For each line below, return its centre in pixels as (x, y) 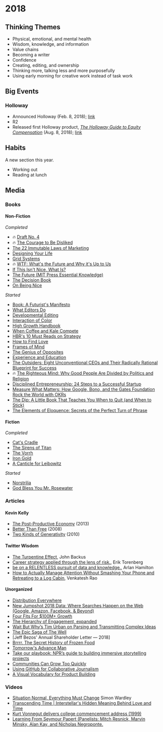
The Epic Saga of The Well (39, 632)
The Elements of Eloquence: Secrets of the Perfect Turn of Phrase (80, 411)
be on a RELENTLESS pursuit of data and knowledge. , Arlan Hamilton (83, 567)
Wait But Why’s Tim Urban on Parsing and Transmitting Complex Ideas (84, 627)
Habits (16, 148)
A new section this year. (30, 160)
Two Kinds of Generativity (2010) (46, 534)
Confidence (24, 60)
